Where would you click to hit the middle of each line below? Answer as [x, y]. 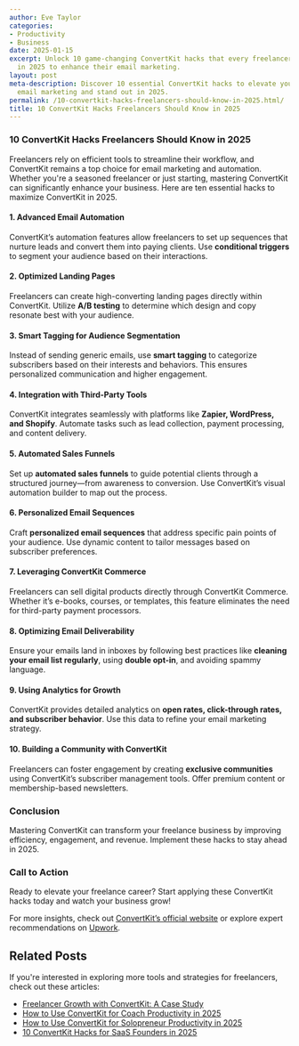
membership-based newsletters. [69, 788]
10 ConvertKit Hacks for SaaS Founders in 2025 [109, 1032]
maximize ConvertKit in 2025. [63, 197]
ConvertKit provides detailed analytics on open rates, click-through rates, [145, 709]
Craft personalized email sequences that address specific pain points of [143, 532]
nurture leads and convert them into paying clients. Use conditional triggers [149, 247]
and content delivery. [48, 434]
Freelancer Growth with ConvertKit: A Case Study [113, 1003]
